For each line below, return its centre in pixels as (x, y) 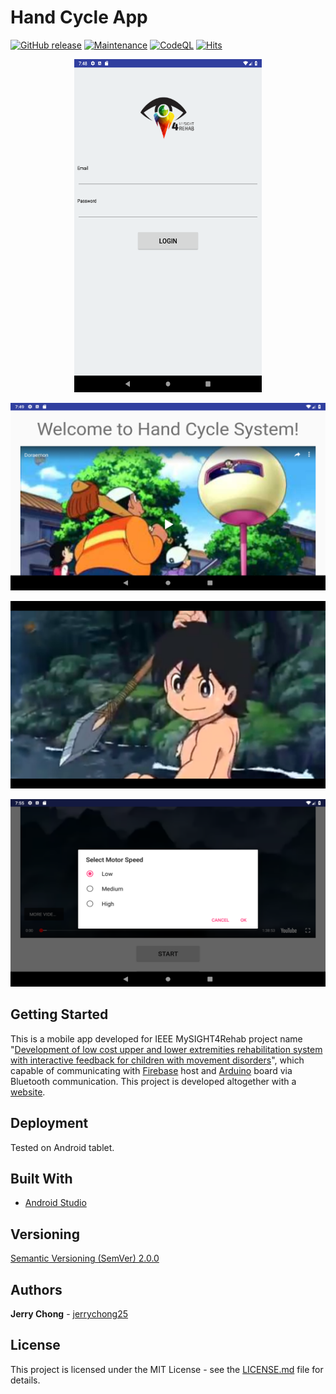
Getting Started (59, 1014)
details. (25, 1380)
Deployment (49, 1123)
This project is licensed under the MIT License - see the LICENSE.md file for (167, 1369)
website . (28, 1092)
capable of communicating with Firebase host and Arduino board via (151, 1070)
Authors (36, 1289)
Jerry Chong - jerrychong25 (69, 1314)
